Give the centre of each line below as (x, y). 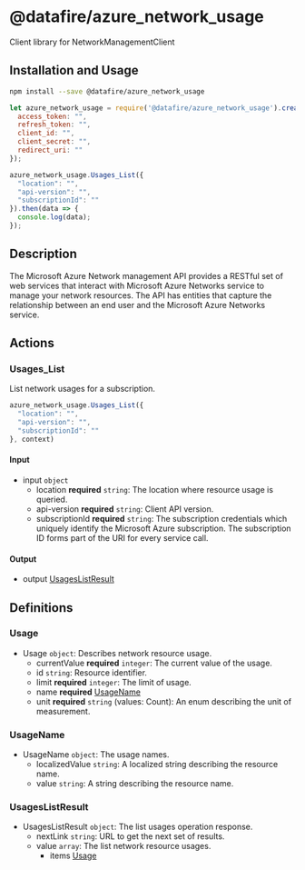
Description (43, 254)
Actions (32, 343)
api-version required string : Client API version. (125, 509)
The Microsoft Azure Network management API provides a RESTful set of (147, 275)
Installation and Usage (74, 70)
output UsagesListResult (69, 579)
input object (45, 480)
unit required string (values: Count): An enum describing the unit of (164, 701)
